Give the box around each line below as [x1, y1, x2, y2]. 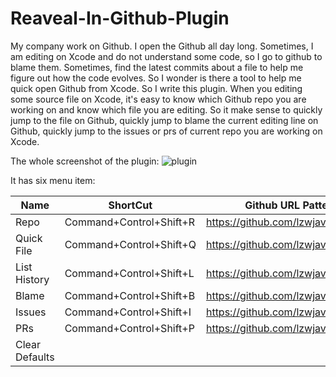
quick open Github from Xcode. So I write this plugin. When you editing [10, 82, 303, 94]
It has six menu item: [10, 174, 96, 186]
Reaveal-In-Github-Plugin [10, 7, 230, 30]
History [15, 272, 50, 286]
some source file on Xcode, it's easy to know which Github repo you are [10, 93, 307, 105]
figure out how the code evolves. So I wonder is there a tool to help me [10, 72, 302, 84]
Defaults [15, 350, 55, 364]
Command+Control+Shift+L [64, 266, 195, 280]
